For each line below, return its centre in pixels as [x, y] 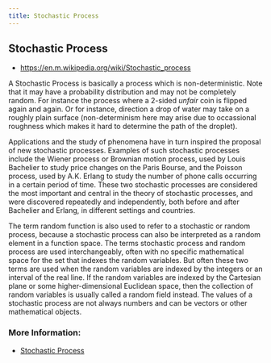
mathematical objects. [45, 312]
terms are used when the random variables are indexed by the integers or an [135, 269]
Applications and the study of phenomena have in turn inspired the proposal [135, 142]
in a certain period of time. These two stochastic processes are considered [133, 185]
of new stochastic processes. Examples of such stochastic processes [124, 151]
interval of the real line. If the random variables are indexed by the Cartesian [135, 277]
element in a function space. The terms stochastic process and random [127, 244]
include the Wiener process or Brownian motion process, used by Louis [127, 159]
